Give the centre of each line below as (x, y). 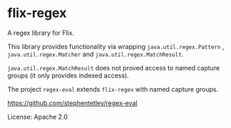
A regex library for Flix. (41, 33)
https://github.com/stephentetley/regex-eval (72, 103)
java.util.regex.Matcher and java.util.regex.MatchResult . (96, 54)
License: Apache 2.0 (37, 117)
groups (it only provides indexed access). (68, 75)
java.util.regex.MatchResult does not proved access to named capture (114, 68)
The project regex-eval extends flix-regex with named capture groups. (113, 89)
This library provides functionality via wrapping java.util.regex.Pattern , (116, 46)
